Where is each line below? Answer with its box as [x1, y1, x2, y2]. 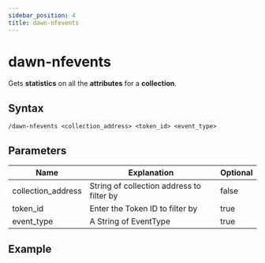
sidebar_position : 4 [8, 11, 77, 20]
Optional [219, 167, 253, 178]
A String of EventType [89, 216, 171, 227]
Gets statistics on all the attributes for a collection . [8, 79, 177, 88]
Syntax [8, 102, 44, 115]
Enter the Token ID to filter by [89, 203, 198, 214]
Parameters [8, 143, 67, 157]
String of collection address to [89, 180, 201, 191]
